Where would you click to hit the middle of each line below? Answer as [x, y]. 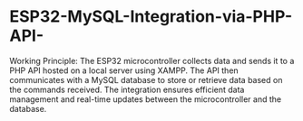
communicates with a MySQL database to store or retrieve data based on [146, 79]
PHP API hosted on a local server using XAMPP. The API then [124, 70]
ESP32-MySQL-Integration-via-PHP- [151, 17]
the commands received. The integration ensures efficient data [127, 89]
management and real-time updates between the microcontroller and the [146, 99]
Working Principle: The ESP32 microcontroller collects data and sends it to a [152, 60]
